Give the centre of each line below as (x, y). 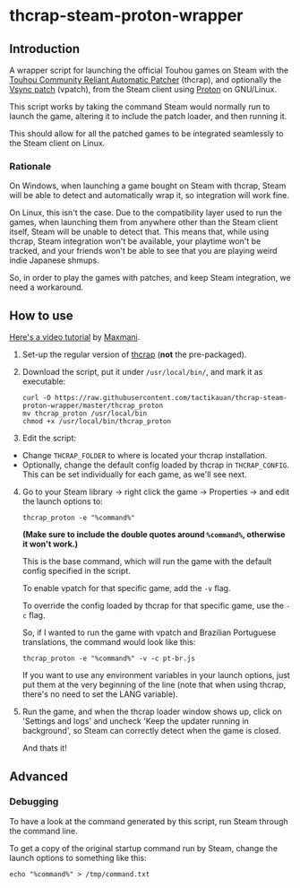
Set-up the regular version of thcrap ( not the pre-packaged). (134, 354)
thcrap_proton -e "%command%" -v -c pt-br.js (108, 659)
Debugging (34, 802)
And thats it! (44, 748)
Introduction (45, 49)
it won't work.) (50, 544)
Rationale (30, 166)
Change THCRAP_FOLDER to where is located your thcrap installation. (145, 456)
